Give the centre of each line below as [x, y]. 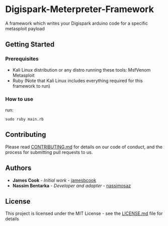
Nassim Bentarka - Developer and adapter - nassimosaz [72, 186]
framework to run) [31, 86]
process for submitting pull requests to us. [49, 152]
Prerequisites [22, 59]
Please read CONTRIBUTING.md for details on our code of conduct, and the [84, 147]
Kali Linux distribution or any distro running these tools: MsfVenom [81, 70]
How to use [19, 99]
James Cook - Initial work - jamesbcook [54, 180]
